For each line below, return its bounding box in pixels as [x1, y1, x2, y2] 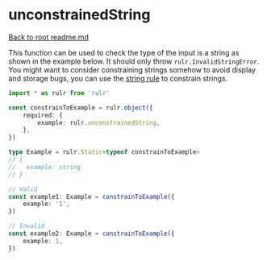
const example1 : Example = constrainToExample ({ [8, 192, 175, 200]
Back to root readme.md [8, 32, 89, 42]
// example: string [8, 163, 81, 171]
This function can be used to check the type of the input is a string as [8, 47, 240, 57]
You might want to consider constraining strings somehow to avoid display [8, 64, 257, 74]
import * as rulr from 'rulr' [8, 89, 111, 97]
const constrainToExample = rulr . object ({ [8, 103, 153, 112]
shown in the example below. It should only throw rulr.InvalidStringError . [8, 56, 260, 66]
